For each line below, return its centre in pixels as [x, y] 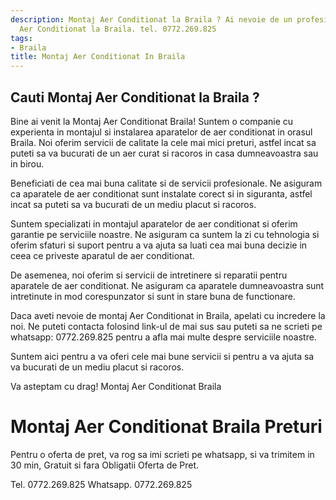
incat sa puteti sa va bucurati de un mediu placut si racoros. [133, 204]
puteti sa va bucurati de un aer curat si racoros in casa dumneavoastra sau [164, 153]
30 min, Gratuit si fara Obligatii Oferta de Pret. [105, 465]
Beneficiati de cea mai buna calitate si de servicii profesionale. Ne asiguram [166, 183]
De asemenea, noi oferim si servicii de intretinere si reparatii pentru [149, 275]
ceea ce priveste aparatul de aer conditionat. [102, 255]
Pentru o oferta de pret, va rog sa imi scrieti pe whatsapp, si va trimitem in [162, 454]
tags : [21, 38]
